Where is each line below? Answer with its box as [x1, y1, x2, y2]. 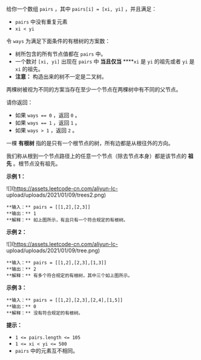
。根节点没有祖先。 [13, 160, 61, 167]
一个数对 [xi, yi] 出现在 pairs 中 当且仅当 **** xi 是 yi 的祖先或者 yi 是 [15, 58, 195, 65]
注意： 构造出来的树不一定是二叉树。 [15, 73, 107, 80]
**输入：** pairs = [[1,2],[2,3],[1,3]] [6, 260, 107, 266]
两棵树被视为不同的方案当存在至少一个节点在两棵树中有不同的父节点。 [6, 86, 182, 93]
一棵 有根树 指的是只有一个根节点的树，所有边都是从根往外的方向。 [6, 140, 174, 146]
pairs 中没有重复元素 [15, 18, 68, 25]
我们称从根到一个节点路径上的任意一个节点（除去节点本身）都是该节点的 [6, 152, 186, 159]
